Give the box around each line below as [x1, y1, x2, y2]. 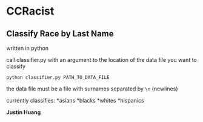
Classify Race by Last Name [6, 29, 114, 39]
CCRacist [6, 4, 55, 18]
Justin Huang [6, 109, 41, 116]
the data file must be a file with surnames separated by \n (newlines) [6, 85, 178, 92]
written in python [6, 44, 49, 52]
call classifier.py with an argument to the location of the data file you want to [6, 56, 197, 63]
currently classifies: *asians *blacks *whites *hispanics [6, 97, 144, 104]
